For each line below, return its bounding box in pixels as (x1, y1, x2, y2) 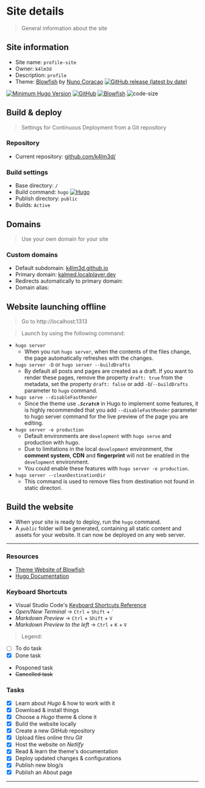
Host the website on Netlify (15, 741, 84, 748)
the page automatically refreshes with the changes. (24, 354, 154, 362)
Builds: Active (15, 202, 51, 209)
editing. (24, 420, 44, 427)
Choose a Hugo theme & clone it (15, 713, 97, 721)
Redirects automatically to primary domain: (15, 277, 123, 285)
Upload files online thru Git (15, 734, 83, 742)
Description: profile (15, 71, 67, 79)
